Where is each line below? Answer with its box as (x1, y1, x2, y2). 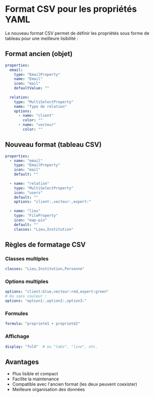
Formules (5, 310, 29, 317)
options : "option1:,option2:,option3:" (5, 298, 87, 303)
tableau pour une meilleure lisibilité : (5, 35, 79, 41)
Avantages (5, 358, 39, 366)
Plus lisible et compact (12, 371, 58, 377)
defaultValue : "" (14, 86, 50, 91)
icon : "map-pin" (14, 218, 48, 223)
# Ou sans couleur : (5, 294, 48, 299)
